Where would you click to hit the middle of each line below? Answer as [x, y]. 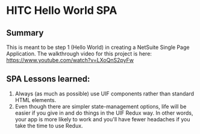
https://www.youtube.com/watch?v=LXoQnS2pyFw [70, 60]
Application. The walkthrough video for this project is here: [79, 54]
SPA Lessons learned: [48, 79]
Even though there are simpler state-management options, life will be [101, 106]
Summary [25, 33]
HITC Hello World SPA [62, 11]
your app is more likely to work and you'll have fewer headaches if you [102, 119]
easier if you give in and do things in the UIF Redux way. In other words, [104, 113]
